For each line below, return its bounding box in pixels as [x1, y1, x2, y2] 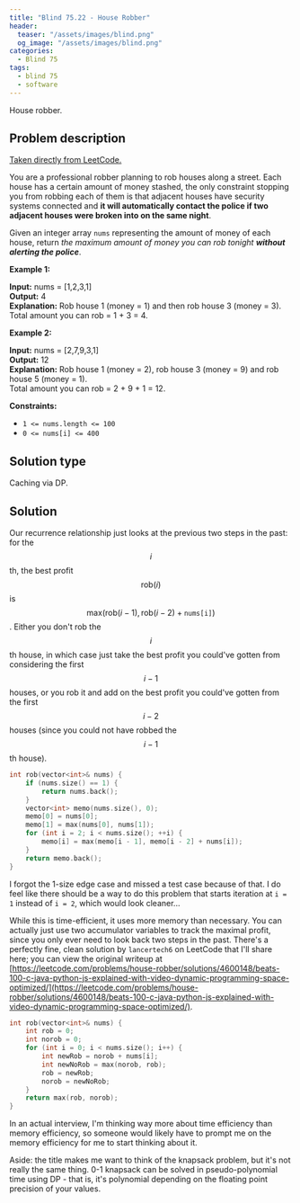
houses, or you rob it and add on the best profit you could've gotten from [9, 687, 280, 698]
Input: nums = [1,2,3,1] [9, 281, 93, 292]
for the [9, 537, 34, 548]
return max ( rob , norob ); [25, 1093, 119, 1102]
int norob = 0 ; [25, 1035, 83, 1044]
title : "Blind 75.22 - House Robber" [9, 13, 151, 22]
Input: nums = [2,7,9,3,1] [9, 345, 99, 356]
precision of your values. [9, 1183, 101, 1194]
